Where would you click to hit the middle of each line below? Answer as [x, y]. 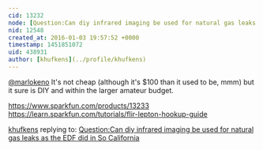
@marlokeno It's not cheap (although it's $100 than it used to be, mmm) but [131, 82]
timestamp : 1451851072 [45, 45]
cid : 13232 [26, 15]
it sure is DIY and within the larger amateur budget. [91, 90]
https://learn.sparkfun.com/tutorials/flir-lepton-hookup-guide [108, 114]
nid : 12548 [26, 30]
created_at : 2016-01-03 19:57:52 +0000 [74, 37]
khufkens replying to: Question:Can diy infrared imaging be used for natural [131, 129]
